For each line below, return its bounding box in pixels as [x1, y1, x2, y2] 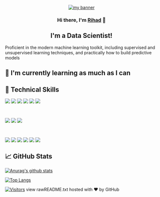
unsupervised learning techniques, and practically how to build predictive [5, 49, 152, 55]
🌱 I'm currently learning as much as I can [5, 69, 131, 77]
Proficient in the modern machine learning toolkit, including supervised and [5, 44, 155, 50]
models [5, 55, 20, 61]
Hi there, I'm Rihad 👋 [57, 16, 106, 23]
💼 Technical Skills [5, 85, 60, 94]
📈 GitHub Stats [5, 152, 52, 161]
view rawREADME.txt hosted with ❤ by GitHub [26, 186, 120, 192]
